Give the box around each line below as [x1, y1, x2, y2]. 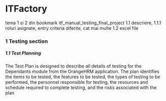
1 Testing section [5, 37, 48, 44]
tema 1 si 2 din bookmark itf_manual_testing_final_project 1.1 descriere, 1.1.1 [5, 20, 161, 26]
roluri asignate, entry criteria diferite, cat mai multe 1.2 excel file [5, 25, 139, 31]
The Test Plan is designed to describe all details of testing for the [5, 63, 142, 69]
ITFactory [5, 3, 47, 15]
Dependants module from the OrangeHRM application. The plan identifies [5, 68, 159, 74]
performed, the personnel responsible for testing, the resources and [5, 79, 148, 85]
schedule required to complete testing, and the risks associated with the [5, 84, 157, 90]
